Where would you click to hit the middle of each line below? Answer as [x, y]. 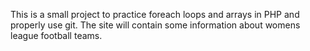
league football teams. [56, 35]
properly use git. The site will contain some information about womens [155, 25]
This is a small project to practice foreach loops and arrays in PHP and [155, 14]
